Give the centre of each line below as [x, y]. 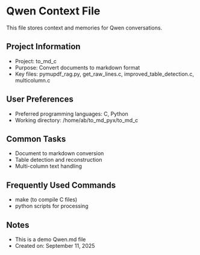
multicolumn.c [33, 80]
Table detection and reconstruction [58, 160]
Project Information [43, 47]
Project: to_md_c [36, 61]
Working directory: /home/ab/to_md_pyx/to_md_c [77, 120]
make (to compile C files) [46, 200]
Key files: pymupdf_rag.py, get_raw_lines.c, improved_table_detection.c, [105, 74]
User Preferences [40, 100]
